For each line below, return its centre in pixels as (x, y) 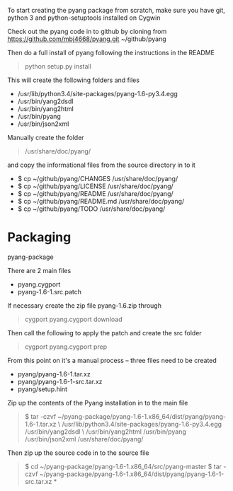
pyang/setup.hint (42, 389)
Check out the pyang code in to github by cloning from (87, 31)
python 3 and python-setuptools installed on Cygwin (84, 18)
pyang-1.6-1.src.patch (50, 291)
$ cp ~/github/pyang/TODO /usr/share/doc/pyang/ (91, 209)
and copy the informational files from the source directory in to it (102, 165)
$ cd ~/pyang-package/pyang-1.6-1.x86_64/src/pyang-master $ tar (123, 466)
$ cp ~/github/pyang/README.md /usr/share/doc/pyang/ (101, 201)
